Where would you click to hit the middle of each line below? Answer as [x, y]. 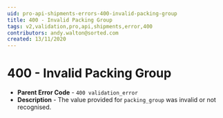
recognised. [34, 107]
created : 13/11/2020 [37, 39]
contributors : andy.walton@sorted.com [63, 33]
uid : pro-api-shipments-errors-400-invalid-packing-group [92, 13]
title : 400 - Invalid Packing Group [60, 20]
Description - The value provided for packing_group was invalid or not [116, 100]
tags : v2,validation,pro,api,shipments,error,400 [80, 26]
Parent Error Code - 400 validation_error [77, 92]
